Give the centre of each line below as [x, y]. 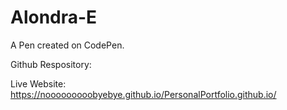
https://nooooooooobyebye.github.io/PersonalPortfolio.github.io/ [143, 94]
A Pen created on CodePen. [67, 45]
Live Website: [38, 83]
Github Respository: [51, 64]
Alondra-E [54, 17]
